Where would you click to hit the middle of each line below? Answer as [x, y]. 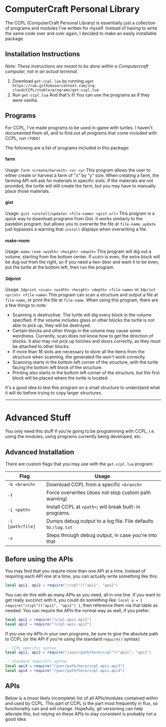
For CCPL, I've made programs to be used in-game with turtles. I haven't [79, 128]
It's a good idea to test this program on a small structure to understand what [83, 388]
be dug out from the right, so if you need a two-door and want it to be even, [82, 262]
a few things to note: [26, 305]
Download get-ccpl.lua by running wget [53, 81]
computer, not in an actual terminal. [41, 71]
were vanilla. [25, 100]
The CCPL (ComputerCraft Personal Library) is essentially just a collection [80, 23]
